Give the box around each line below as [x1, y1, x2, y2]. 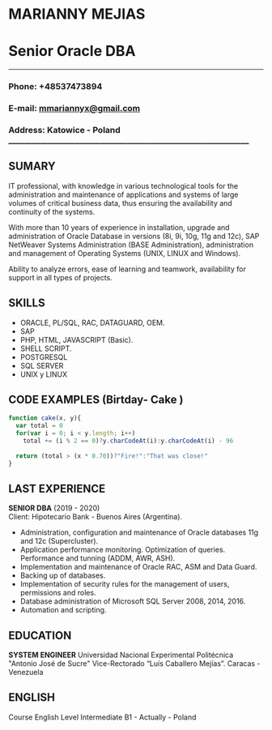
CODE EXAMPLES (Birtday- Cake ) [8, 392, 184, 406]
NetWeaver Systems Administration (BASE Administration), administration [8, 240, 253, 250]
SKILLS [8, 297, 46, 310]
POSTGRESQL [19, 352, 68, 361]
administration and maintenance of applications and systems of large [8, 190, 239, 199]
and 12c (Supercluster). [19, 536, 99, 546]
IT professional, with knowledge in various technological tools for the [8, 181, 239, 190]
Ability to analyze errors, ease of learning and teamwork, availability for [8, 264, 247, 274]
